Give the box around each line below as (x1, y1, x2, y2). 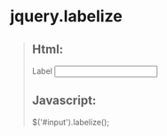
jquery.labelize (10, 6, 123, 27)
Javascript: (31, 93, 97, 108)
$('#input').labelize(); (31, 116, 110, 127)
